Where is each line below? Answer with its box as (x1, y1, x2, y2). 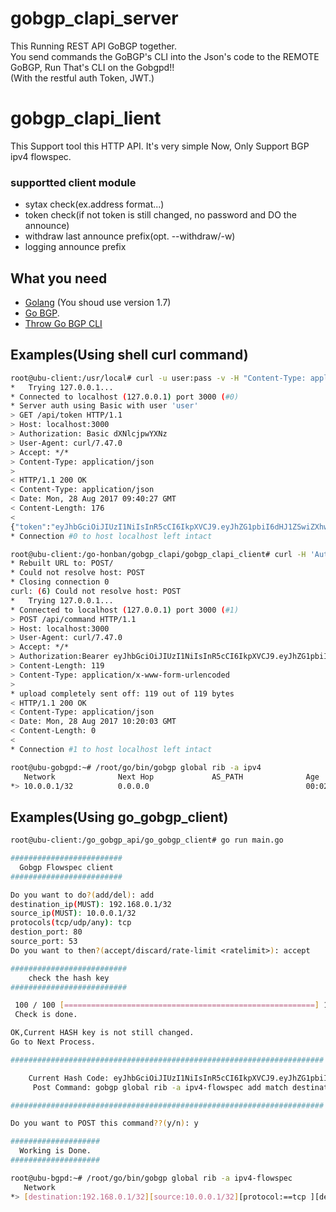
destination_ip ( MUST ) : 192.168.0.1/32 (10, 899, 172, 909)
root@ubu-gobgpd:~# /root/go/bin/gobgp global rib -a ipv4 (10, 762, 262, 772)
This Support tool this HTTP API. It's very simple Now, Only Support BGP (10, 140, 310, 152)
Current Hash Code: (28, 1073, 110, 1083)
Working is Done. (19, 1146, 92, 1156)
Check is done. (14, 1010, 78, 1020)
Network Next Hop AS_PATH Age (23, 772, 320, 782)
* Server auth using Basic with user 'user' (10, 401, 199, 411)
